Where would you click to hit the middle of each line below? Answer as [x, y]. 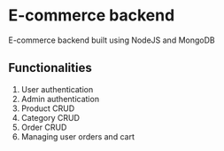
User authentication [57, 89]
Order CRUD [44, 127]
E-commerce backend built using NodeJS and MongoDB [112, 40]
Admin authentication [60, 99]
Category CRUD [50, 117]
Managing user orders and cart [77, 136]
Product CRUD [48, 108]
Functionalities [50, 68]
